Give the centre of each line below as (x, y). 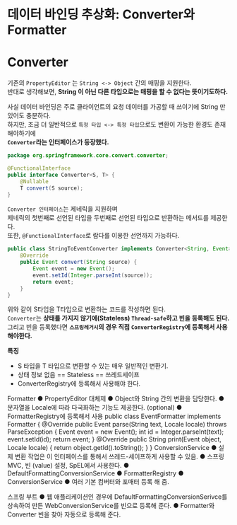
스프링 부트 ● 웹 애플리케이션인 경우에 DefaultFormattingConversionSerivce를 (117, 497)
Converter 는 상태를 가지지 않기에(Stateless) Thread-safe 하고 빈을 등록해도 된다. (119, 318)
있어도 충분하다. (29, 116)
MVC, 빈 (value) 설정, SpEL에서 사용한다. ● (68, 466)
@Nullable (35, 181)
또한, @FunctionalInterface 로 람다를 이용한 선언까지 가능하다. (93, 236)
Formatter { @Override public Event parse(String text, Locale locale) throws (117, 425)
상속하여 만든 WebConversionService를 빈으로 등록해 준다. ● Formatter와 (111, 506)
